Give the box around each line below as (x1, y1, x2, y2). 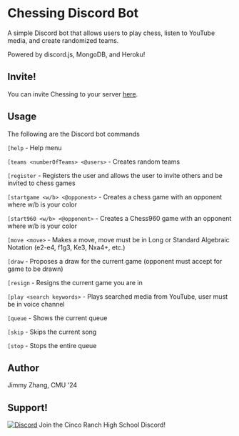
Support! (7, 402, 48, 414)
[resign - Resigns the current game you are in (7, 278, 143, 287)
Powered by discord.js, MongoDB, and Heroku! (7, 50, 146, 59)
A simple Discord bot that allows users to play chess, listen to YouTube (7, 29, 215, 37)
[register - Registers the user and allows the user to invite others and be (7, 171, 223, 179)
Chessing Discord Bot (7, 5, 139, 21)
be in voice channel (7, 299, 65, 308)
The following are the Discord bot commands (7, 129, 141, 138)
